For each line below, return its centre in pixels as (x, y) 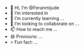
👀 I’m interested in (29, 13)
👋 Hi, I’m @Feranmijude (35, 8)
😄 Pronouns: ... (26, 36)
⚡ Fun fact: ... (24, 42)
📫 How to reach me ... (34, 29)
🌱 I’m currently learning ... (37, 18)
